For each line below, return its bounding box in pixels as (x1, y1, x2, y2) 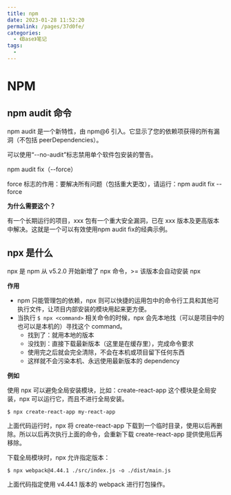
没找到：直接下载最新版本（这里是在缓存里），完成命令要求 (27, 339, 194, 347)
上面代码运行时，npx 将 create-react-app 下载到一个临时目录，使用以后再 (7, 421, 217, 429)
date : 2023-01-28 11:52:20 (7, 17, 85, 23)
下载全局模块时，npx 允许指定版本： (7, 453, 110, 461)
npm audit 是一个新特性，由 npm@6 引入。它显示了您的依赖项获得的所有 (7, 127, 214, 135)
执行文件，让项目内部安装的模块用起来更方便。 (17, 304, 150, 313)
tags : (7, 42, 23, 49)
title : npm (7, 10, 39, 17)
